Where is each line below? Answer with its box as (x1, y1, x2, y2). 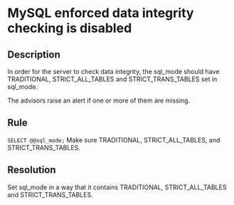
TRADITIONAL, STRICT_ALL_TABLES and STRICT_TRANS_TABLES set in (7, 75, 218, 83)
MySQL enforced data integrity (7, 5, 194, 21)
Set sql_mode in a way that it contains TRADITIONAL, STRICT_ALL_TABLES (7, 183, 227, 191)
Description (7, 48, 60, 61)
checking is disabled (7, 20, 132, 36)
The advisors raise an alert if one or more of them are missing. (7, 96, 191, 105)
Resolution (7, 164, 56, 176)
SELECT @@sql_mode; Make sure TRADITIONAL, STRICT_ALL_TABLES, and (7, 135, 220, 144)
